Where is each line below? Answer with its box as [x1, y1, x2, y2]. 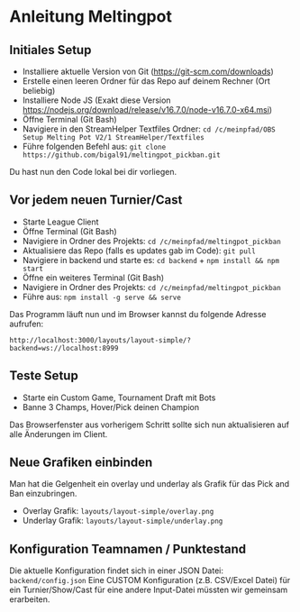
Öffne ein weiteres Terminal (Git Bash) [22, 272, 165, 283]
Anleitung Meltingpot [9, 6, 173, 27]
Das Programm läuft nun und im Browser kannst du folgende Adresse [9, 308, 267, 319]
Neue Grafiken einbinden [9, 455, 153, 470]
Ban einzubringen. [9, 489, 77, 499]
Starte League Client [22, 216, 99, 227]
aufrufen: [9, 318, 44, 329]
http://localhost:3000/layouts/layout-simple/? [9, 335, 192, 344]
